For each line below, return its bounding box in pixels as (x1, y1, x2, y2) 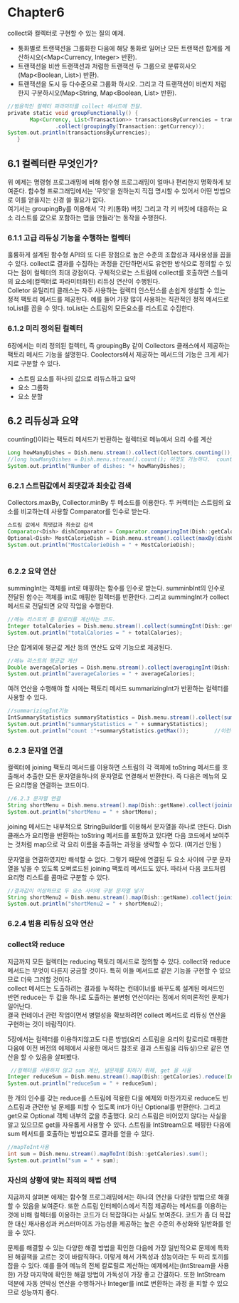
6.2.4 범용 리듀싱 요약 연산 (7, 919, 94, 929)
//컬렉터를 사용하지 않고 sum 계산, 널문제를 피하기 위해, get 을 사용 (10, 1067, 191, 1074)
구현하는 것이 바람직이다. (7, 1019, 76, 1028)
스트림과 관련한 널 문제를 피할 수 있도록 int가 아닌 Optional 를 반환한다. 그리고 (7, 1103, 221, 1111)
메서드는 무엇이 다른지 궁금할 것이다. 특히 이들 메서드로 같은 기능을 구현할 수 (7, 966, 218, 974)
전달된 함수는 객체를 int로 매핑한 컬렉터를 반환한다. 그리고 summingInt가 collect (7, 593, 230, 601)
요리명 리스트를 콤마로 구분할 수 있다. (7, 873, 110, 882)
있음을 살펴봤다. (35, 1053, 80, 1061)
